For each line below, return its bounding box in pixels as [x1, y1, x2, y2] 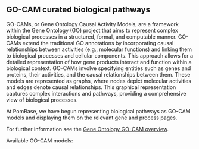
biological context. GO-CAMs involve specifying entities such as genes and [6, 65, 191, 72]
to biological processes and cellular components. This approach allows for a [6, 52, 194, 59]
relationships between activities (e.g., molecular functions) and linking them [6, 46, 192, 53]
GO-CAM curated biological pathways [6, 5, 151, 15]
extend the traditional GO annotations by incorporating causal [22, 39, 174, 46]
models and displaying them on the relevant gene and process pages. [6, 114, 178, 121]
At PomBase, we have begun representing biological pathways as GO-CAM [6, 107, 191, 115]
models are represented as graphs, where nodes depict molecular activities [6, 77, 192, 84]
